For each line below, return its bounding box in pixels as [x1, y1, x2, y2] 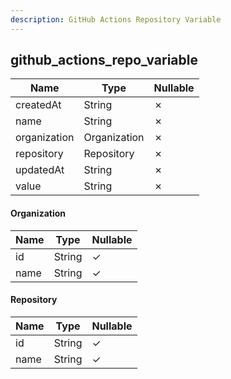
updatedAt [15, 163, 65, 177]
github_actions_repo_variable [10, 52, 198, 69]
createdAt [15, 98, 62, 112]
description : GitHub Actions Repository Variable [10, 14, 222, 25]
